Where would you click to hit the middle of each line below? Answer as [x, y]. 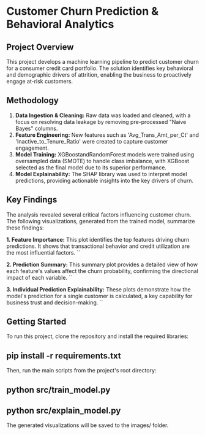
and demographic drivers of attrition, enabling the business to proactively [99, 75]
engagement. [32, 148]
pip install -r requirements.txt [64, 356]
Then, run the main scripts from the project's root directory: [81, 371]
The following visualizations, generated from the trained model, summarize [101, 221]
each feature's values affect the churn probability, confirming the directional [102, 271]
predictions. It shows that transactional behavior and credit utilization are [98, 246]
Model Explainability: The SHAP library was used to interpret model [101, 174]
